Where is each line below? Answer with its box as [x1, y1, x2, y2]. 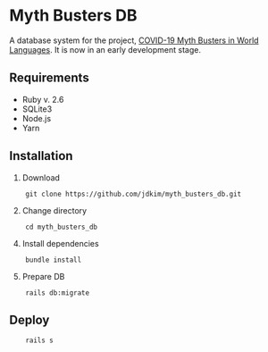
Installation [9, 148, 73, 163]
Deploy [9, 312, 50, 327]
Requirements [9, 71, 89, 86]
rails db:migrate [25, 288, 90, 298]
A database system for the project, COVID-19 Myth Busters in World [9, 35, 259, 46]
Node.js [21, 113, 52, 123]
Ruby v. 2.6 [21, 94, 64, 105]
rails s [25, 336, 54, 345]
